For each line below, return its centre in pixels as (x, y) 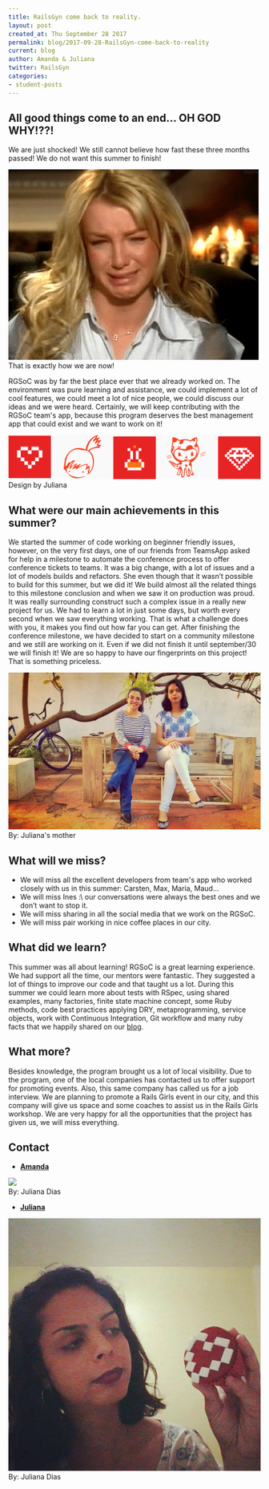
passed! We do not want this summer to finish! (85, 158)
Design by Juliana (38, 485)
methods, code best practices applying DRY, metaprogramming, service (127, 1010)
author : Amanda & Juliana (51, 59)
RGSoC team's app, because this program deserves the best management (131, 415)
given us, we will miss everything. (64, 1122)
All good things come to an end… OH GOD (115, 118)
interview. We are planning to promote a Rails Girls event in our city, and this (134, 1097)
